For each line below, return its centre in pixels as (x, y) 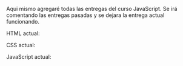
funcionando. (23, 21)
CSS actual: (21, 45)
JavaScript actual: (29, 57)
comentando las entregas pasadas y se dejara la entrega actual (85, 15)
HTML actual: (23, 33)
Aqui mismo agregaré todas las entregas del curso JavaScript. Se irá (92, 9)
